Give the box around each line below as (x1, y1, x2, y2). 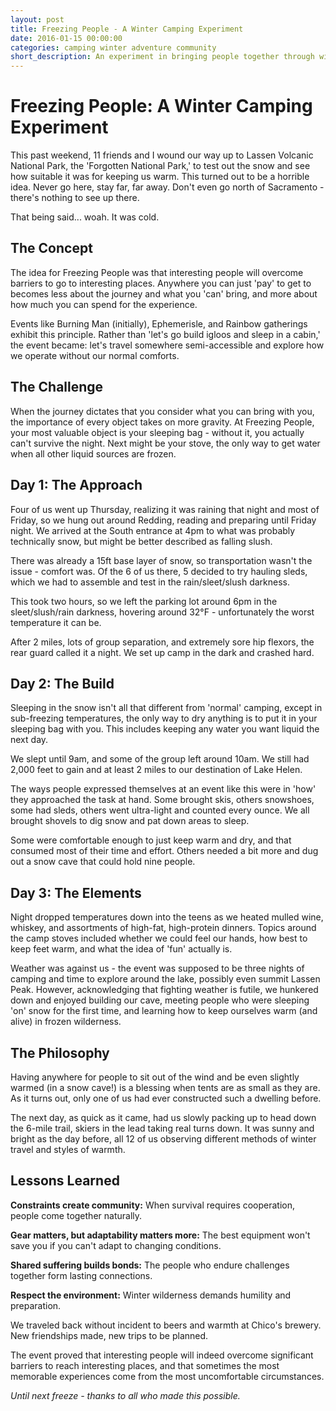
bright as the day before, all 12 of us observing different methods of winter (10, 1132, 317, 1145)
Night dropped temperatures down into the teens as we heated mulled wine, (10, 911, 324, 923)
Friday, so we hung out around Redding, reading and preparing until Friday (10, 514, 317, 526)
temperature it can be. (10, 616, 102, 628)
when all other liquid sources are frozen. (10, 447, 177, 460)
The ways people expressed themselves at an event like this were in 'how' (10, 783, 317, 795)
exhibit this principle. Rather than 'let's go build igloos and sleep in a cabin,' (10, 328, 321, 340)
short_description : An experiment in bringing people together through (10, 52, 315, 62)
